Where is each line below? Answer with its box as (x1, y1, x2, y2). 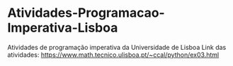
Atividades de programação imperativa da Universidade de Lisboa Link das (7, 43, 227, 51)
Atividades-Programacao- (7, 5, 165, 21)
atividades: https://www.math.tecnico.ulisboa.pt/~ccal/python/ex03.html (7, 51, 220, 59)
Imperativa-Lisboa (7, 20, 118, 36)
